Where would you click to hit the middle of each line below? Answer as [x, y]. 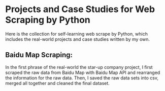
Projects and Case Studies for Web [80, 9]
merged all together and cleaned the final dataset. [58, 83]
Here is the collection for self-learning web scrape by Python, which [77, 34]
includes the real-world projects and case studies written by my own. [78, 39]
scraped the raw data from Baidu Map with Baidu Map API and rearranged [83, 72]
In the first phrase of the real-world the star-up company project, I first [79, 67]
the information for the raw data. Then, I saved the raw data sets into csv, [82, 78]
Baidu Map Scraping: [39, 55]
